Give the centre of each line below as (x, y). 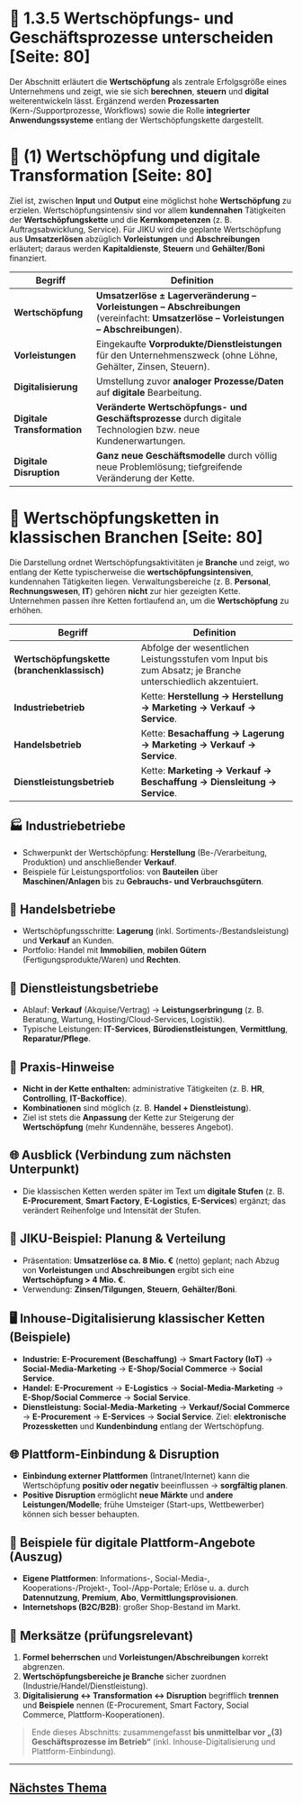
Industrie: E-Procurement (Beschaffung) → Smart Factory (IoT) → (147, 1359)
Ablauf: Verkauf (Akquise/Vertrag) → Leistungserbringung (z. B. (143, 1010)
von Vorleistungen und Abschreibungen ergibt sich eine (129, 1269)
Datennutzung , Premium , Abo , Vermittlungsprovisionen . (130, 1598)
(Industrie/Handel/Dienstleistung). (85, 1686)
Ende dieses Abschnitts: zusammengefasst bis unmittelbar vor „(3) (157, 1732)
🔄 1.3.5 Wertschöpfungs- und (121, 18)
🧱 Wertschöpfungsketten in (115, 518)
